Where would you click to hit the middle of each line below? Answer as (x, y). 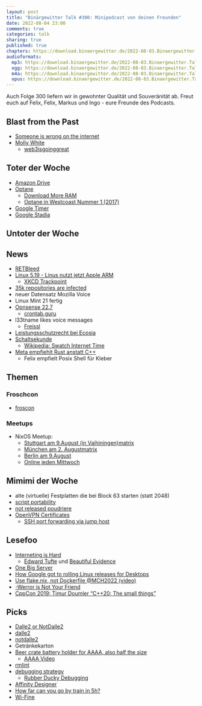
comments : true (25, 29)
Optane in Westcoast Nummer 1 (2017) (72, 202)
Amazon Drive (32, 182)
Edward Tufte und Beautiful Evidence (70, 561)
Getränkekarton (34, 646)
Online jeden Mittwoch (52, 462)
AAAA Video (39, 659)
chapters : (19, 51)
